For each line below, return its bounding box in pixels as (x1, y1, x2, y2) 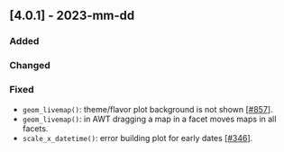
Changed (9, 59, 51, 72)
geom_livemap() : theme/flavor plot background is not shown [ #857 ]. (22, 103, 273, 114)
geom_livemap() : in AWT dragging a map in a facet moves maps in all (22, 113, 277, 124)
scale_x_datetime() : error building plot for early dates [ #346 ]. (22, 132, 253, 143)
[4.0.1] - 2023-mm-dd (9, 8, 135, 23)
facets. (22, 122, 49, 134)
